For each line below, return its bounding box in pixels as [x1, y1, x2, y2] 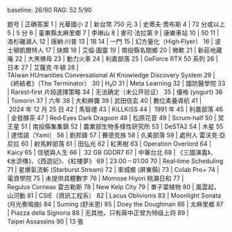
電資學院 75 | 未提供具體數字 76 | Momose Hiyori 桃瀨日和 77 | [7, 174, 184, 182]
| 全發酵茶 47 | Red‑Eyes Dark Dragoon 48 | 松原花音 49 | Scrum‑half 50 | [7, 114, 217, 122]
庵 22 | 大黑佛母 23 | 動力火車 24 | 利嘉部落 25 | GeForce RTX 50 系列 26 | [7, 55, 218, 63]
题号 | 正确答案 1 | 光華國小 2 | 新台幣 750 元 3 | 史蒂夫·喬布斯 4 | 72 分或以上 [7, 20, 226, 28]
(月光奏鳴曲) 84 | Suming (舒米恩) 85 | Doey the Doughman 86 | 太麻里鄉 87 [7, 200, 224, 208]
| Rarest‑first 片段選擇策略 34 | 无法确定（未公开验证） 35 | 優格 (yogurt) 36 [7, 88, 223, 96]
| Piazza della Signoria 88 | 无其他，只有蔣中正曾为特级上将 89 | [7, 209, 189, 217]
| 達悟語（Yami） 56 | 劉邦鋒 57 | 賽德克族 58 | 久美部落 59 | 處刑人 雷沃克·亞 [7, 131, 226, 139]
